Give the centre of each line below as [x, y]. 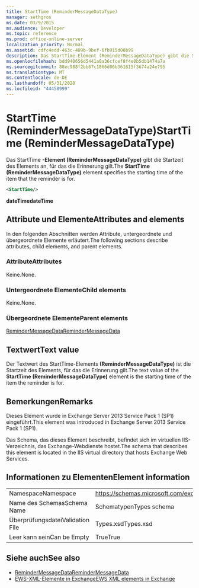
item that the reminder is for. [41, 178]
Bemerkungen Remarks [50, 402]
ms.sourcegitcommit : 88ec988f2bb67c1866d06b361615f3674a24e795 [86, 67]
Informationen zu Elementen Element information [98, 477]
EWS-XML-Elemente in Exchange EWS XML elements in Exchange [95, 579]
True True [107, 537]
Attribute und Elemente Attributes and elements [95, 220]
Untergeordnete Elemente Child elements [66, 290]
